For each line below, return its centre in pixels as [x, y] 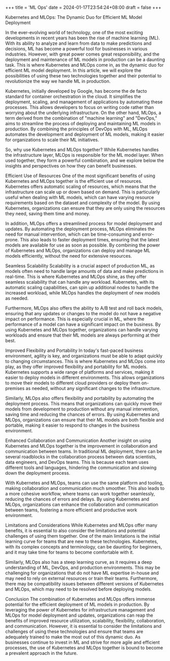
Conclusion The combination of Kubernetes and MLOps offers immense [80, 599]
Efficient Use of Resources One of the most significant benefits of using [80, 176]
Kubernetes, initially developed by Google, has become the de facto [76, 91]
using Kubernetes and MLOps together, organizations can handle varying [82, 330]
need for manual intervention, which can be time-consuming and [73, 234]
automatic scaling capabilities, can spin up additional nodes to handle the [82, 287]
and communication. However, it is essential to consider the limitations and [83, 626]
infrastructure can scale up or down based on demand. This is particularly [83, 192]
